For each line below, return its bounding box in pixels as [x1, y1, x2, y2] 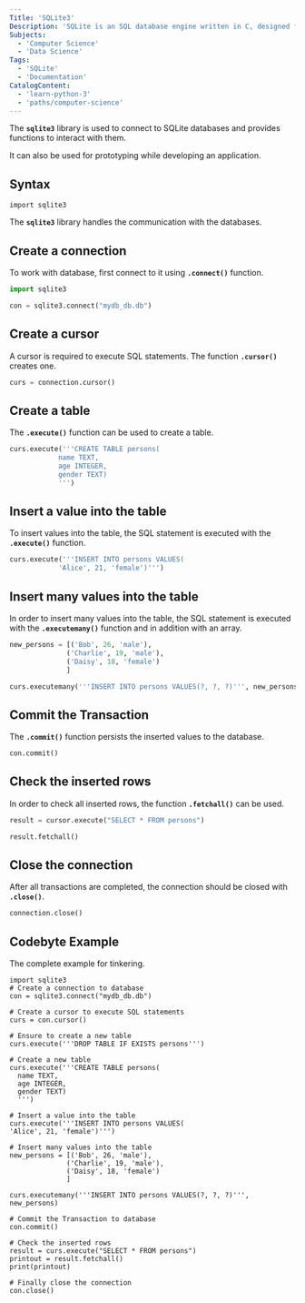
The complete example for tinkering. [9, 958, 145, 969]
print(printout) [9, 1262, 71, 1272]
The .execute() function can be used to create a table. [9, 427, 214, 438]
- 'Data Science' [17, 47, 84, 56]
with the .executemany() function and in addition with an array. [9, 622, 242, 633]
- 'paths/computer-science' [17, 97, 124, 107]
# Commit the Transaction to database [9, 1215, 156, 1224]
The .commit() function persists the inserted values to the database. [9, 732, 265, 742]
